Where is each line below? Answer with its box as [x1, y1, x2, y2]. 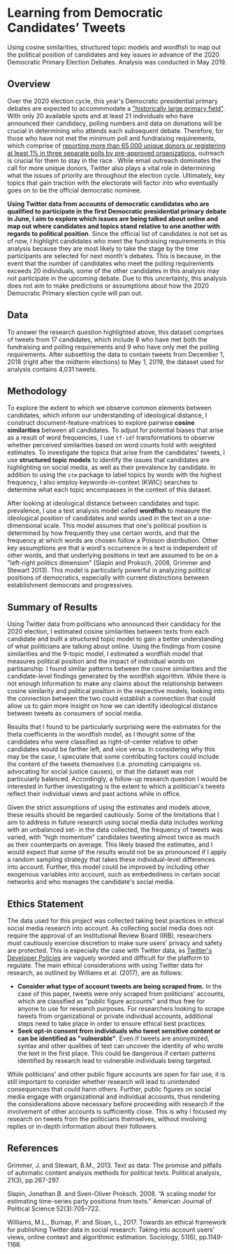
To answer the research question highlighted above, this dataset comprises [7, 328, 224, 336]
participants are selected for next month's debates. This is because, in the [7, 251, 221, 260]
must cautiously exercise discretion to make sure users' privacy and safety [7, 939, 223, 947]
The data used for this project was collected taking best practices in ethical [7, 917, 224, 925]
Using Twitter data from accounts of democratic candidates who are [7, 200, 210, 208]
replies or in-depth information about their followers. [7, 1122, 159, 1130]
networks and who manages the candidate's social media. [7, 877, 175, 886]
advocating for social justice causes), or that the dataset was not [7, 767, 194, 776]
